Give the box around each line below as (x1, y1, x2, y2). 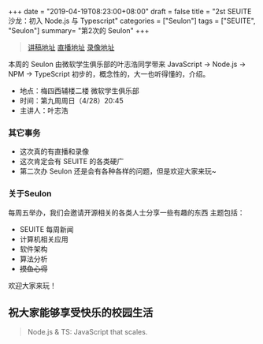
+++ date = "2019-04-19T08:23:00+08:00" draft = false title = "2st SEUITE (8, 7, 252, 16)
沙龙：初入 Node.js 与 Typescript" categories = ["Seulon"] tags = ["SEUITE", (8, 16, 256, 25)
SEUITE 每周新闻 (19, 224, 74, 234)
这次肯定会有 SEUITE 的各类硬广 (19, 157, 124, 166)
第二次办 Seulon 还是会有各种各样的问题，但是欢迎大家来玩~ (19, 166, 217, 176)
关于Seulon (8, 189, 53, 200)
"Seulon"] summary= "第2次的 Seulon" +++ (8, 26, 150, 35)
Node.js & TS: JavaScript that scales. (27, 327, 148, 337)
